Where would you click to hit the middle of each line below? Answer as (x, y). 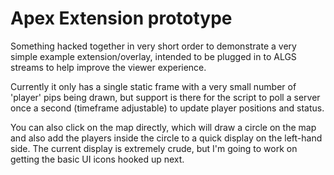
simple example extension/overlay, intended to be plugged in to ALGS (153, 56)
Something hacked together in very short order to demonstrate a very (153, 46)
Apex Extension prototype (121, 18)
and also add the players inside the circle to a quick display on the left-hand (166, 138)
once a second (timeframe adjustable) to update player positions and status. (167, 108)
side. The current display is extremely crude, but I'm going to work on (154, 148)
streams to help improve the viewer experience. (108, 67)
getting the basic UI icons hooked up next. (97, 159)
